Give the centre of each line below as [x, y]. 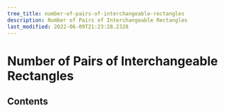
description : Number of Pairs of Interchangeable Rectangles [98, 20]
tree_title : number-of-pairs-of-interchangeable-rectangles [96, 14]
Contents [28, 101]
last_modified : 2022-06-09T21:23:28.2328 [68, 26]
